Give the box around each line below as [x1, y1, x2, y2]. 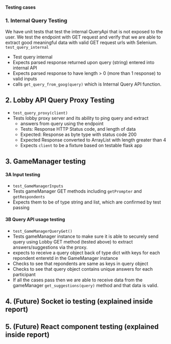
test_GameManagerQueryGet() [12, 229, 72, 234]
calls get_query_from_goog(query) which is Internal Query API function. [12, 81, 162, 87]
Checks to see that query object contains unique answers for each [12, 266, 153, 272]
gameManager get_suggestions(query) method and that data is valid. [12, 282, 159, 288]
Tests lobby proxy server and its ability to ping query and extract [12, 115, 149, 121]
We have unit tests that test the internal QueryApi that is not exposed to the [5, 28, 163, 34]
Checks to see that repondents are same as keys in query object [12, 260, 149, 267]
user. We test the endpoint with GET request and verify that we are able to [5, 34, 161, 40]
